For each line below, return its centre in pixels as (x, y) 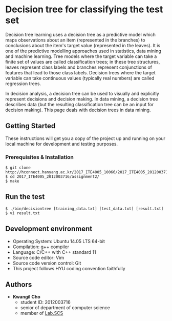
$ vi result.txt (23, 213)
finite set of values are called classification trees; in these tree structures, (83, 62)
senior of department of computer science (65, 308)
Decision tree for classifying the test (84, 9)
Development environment (49, 229)
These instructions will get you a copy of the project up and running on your (85, 138)
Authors (19, 285)
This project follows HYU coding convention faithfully (69, 268)
